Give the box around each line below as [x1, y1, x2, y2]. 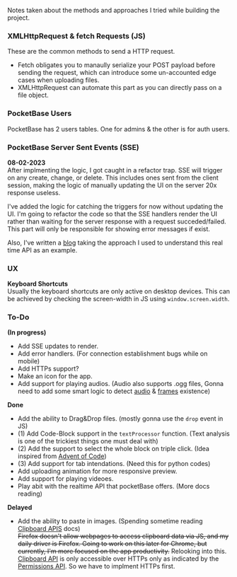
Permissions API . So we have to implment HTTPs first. [17, 562, 175, 571]
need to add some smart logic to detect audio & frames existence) [17, 387, 211, 395]
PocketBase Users [7, 109, 72, 119]
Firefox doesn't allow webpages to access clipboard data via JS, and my [17, 532, 229, 540]
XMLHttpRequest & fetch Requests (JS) [7, 31, 146, 41]
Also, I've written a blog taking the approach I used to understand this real [7, 238, 223, 247]
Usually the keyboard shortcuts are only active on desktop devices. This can [7, 287, 231, 296]
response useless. [7, 188, 61, 197]
